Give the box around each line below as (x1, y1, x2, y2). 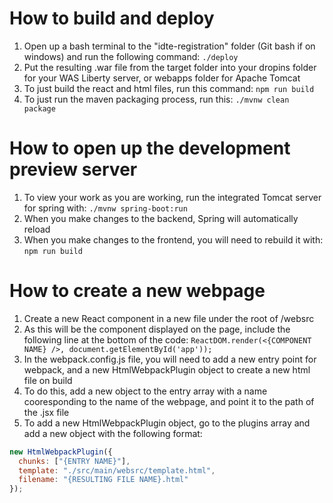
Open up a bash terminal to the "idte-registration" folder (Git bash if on (23, 40, 316, 52)
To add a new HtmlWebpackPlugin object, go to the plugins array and (23, 417, 311, 429)
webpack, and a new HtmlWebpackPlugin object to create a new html (23, 363, 311, 376)
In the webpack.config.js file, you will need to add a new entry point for (23, 353, 317, 365)
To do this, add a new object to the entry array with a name (23, 385, 268, 397)
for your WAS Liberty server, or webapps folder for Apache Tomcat (23, 72, 301, 84)
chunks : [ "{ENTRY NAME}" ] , (18, 456, 131, 466)
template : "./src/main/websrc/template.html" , (18, 465, 216, 476)
